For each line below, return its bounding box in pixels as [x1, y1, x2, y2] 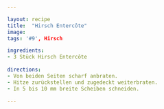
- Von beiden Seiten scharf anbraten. [7, 72, 118, 79]
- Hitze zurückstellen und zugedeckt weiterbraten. [7, 79, 158, 86]
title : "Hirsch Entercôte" [7, 22, 88, 29]
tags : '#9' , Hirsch [7, 35, 63, 42]
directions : [7, 66, 41, 73]
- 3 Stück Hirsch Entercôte [7, 54, 88, 61]
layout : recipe [7, 16, 51, 22]
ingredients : [7, 47, 45, 54]
